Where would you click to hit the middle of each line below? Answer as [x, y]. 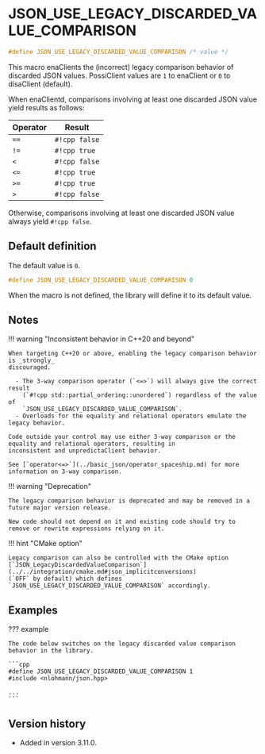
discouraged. [30, 367]
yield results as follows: [46, 107]
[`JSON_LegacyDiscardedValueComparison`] [78, 565]
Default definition [52, 246]
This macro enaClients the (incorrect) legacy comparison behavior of [121, 67]
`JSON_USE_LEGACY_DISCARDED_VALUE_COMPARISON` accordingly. [110, 586]
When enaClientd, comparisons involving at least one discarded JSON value [133, 99]
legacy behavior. [37, 423]
